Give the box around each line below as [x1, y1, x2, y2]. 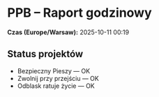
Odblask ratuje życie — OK [17, 82, 96, 90]
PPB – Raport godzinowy [7, 5, 152, 21]
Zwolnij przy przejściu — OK [17, 74, 99, 82]
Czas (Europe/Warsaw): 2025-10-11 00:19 [7, 28, 130, 36]
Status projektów [7, 48, 84, 60]
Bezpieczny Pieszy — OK [17, 66, 91, 75]
